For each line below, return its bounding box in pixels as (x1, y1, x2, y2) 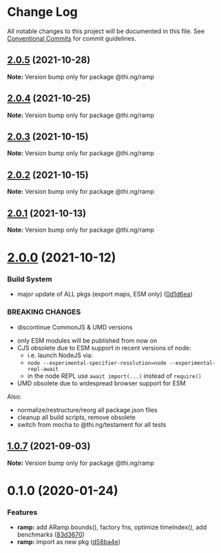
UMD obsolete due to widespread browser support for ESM (17, 379, 186, 387)
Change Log (7, 4, 78, 20)
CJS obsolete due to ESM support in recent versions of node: (17, 343, 191, 352)
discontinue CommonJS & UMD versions (17, 323, 133, 331)
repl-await (27, 365, 59, 372)
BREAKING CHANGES (7, 308, 81, 317)
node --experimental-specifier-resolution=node (27, 359, 167, 366)
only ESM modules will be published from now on (17, 336, 158, 345)
